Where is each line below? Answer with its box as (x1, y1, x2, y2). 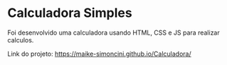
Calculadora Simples (7, 5, 133, 21)
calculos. (7, 35, 34, 44)
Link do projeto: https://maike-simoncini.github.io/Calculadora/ (7, 49, 191, 58)
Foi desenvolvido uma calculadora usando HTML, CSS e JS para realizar (7, 28, 220, 37)
